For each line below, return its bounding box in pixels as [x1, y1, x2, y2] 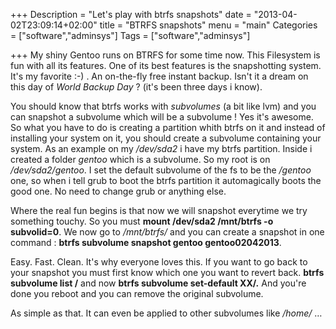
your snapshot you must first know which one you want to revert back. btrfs [10, 267, 325, 278]
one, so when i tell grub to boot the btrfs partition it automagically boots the [10, 175, 322, 186]
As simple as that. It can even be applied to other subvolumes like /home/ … [10, 307, 323, 319]
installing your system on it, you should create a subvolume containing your [10, 132, 322, 144]
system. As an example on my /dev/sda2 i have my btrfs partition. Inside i [10, 143, 313, 154]
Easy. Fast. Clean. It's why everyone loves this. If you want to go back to [10, 256, 308, 268]
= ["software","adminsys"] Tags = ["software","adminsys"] [10, 30, 251, 41]
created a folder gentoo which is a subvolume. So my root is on [10, 154, 271, 165]
